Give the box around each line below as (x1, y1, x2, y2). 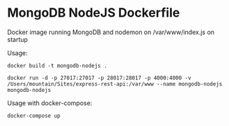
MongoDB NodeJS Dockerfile (7, 5, 180, 21)
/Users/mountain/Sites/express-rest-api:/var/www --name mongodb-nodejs (7, 80, 223, 88)
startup (7, 35, 28, 43)
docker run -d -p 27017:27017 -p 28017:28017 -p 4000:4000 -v (7, 74, 191, 81)
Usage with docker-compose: (7, 99, 93, 107)
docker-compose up (7, 112, 61, 119)
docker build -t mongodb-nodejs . (7, 62, 108, 69)
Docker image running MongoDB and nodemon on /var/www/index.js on (7, 28, 214, 36)
